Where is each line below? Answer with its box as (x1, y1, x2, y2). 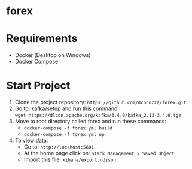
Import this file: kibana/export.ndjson (23, 156, 117, 163)
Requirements (6, 32, 78, 46)
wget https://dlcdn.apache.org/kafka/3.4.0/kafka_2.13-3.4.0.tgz (14, 113, 181, 119)
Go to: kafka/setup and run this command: (14, 105, 120, 112)
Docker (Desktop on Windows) (14, 52, 91, 59)
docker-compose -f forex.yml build (23, 125, 112, 131)
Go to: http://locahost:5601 (23, 143, 95, 150)
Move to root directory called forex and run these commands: (14, 118, 166, 125)
